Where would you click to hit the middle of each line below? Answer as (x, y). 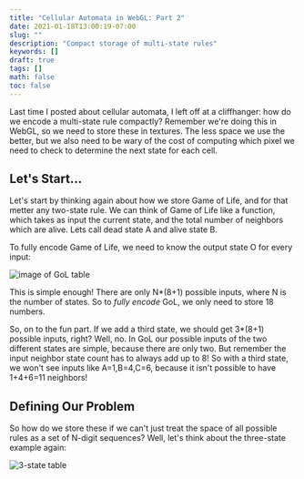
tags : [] (26, 69)
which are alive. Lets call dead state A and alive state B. (114, 229)
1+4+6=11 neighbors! (49, 378)
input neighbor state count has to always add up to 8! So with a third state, (149, 358)
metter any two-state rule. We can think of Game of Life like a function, (142, 210)
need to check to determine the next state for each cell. (114, 150)
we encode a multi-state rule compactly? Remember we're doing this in (143, 121)
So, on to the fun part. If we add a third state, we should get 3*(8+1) (137, 330)
